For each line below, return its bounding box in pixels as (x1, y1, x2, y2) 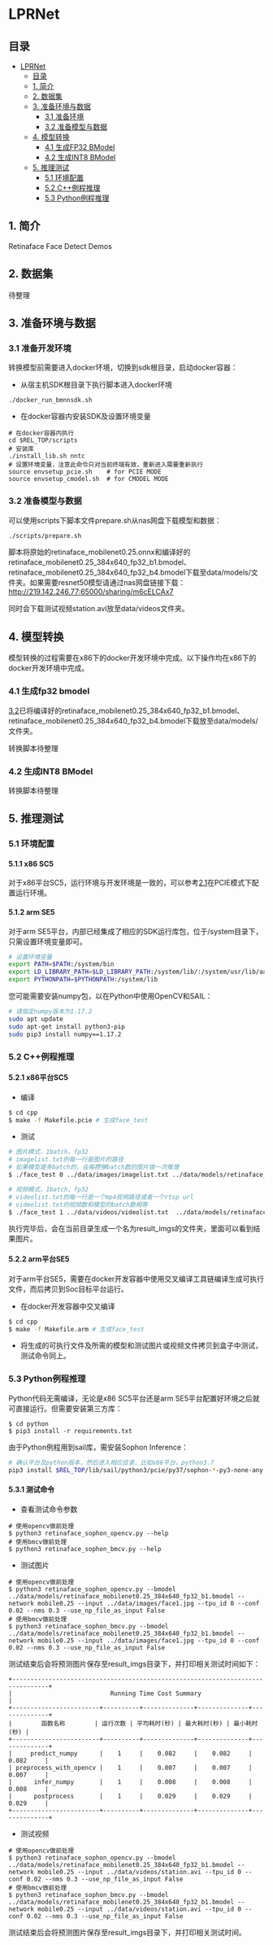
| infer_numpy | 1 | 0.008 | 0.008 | (8, 1777, 253, 1786)
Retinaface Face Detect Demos (8, 241, 112, 251)
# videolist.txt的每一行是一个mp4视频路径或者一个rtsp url (8, 1193, 194, 1201)
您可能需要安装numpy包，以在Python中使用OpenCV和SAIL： (8, 991, 213, 1001)
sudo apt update (8, 1015, 63, 1023)
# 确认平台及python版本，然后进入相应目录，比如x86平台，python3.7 (8, 1458, 214, 1466)
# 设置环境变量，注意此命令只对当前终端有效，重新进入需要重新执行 (8, 461, 203, 469)
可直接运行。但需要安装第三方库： (8, 1403, 123, 1413)
